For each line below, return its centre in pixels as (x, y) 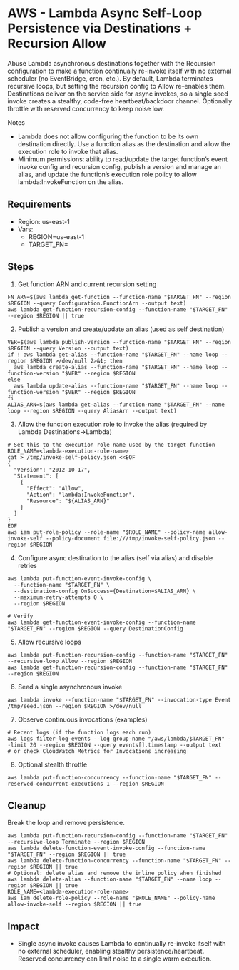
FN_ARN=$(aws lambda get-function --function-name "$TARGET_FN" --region (119, 297)
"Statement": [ (36, 476)
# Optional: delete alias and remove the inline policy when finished (115, 873)
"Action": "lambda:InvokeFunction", (81, 495)
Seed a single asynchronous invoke (70, 687)
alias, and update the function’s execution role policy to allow (107, 174)
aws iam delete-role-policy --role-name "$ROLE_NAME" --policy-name (111, 898)
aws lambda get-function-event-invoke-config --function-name (102, 622)
